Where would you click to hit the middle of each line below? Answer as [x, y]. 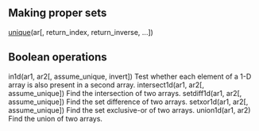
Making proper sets [58, 13]
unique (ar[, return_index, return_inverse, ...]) [81, 32]
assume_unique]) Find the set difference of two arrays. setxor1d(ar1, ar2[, [128, 102]
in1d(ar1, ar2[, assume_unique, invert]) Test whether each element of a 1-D [130, 76]
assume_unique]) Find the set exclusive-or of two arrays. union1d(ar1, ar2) [129, 110]
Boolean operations [58, 58]
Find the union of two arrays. [56, 118]
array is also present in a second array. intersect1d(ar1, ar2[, [106, 85]
